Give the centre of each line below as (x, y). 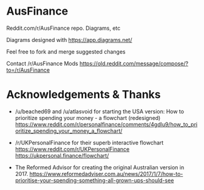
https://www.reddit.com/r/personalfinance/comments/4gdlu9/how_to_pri (106, 124)
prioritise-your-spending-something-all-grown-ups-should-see (94, 180)
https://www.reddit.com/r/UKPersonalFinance (72, 149)
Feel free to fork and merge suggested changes (66, 51)
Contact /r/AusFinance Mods (42, 63)
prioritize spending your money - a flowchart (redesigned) (88, 118)
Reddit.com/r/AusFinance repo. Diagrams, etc (63, 28)
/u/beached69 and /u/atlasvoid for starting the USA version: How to (99, 111)
